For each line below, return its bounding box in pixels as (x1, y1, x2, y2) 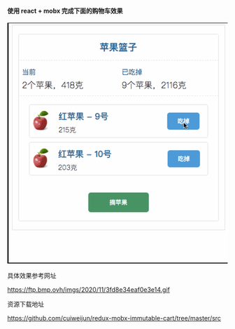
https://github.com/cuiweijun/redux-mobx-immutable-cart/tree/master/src (7, 314, 222, 323)
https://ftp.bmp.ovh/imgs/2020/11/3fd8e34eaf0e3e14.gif (7, 286, 170, 294)
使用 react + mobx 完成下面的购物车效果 (7, 6, 124, 15)
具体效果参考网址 (7, 271, 57, 280)
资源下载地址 (7, 300, 44, 309)
